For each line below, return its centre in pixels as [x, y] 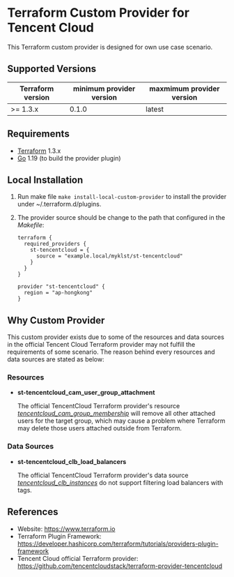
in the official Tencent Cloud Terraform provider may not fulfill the [101, 345]
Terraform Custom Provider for [99, 13]
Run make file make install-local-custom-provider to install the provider [122, 197]
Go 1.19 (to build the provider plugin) [69, 158]
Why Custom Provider [56, 320]
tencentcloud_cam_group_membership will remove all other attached [116, 414]
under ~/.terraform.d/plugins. [59, 204]
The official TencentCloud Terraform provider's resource [99, 406]
